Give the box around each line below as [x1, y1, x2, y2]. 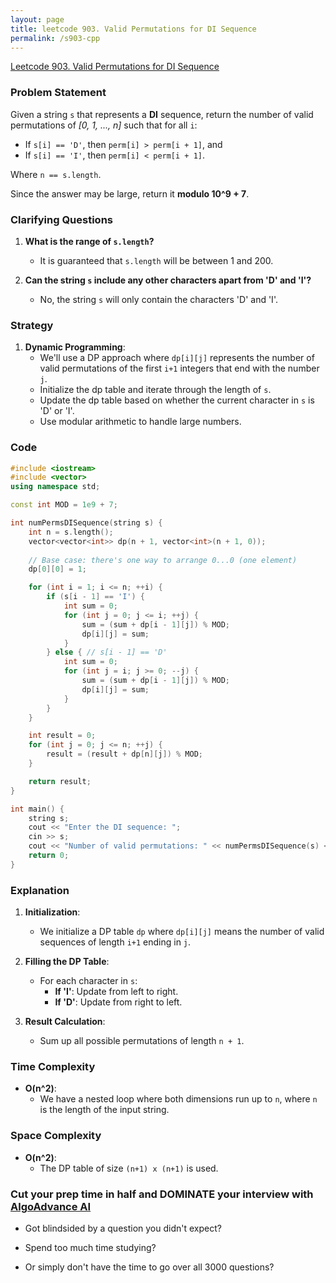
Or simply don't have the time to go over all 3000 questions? [24, 1261, 275, 1273]
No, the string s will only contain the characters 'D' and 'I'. [39, 293, 278, 305]
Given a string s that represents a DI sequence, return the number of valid [10, 108, 314, 120]
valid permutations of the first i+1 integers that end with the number [39, 362, 320, 375]
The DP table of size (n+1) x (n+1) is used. [39, 1162, 219, 1174]
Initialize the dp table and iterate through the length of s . [39, 384, 272, 396]
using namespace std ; [10, 482, 101, 492]
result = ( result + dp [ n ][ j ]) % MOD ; [46, 749, 204, 760]
